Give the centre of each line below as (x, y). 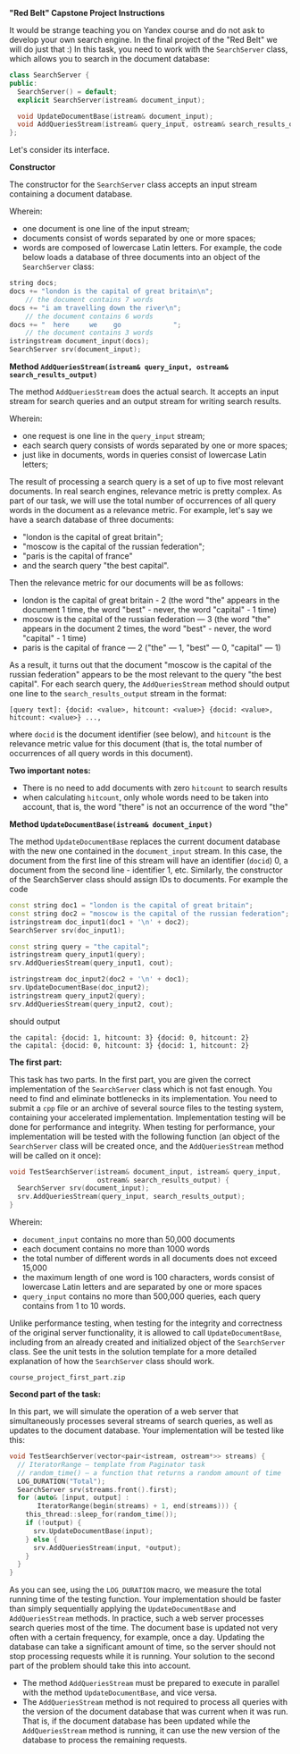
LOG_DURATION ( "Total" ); (61, 1481)
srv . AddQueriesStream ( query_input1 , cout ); (92, 963)
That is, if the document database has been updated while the (136, 1721)
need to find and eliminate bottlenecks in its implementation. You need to (143, 1098)
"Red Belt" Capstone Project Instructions (87, 13)
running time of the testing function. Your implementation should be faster (146, 1599)
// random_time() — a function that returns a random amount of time (149, 1473)
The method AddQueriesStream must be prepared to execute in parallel (150, 1683)
